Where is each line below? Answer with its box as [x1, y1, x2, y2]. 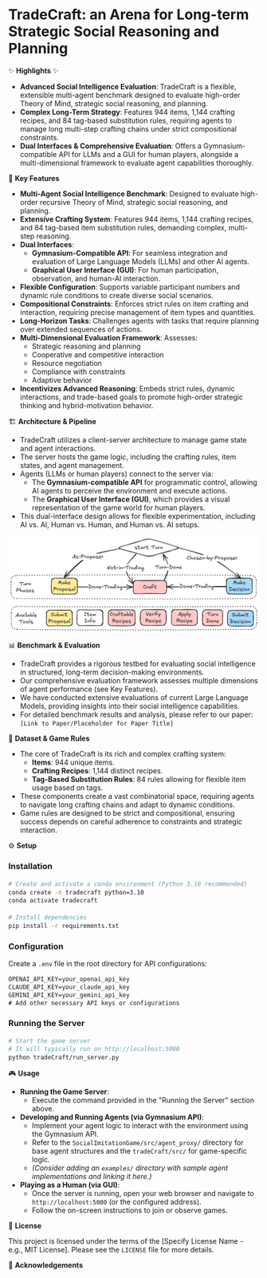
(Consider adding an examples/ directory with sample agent [31, 1163, 229, 1173]
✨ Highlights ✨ [8, 65, 59, 75]
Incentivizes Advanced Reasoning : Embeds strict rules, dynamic [19, 383, 235, 393]
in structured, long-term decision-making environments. [19, 667, 205, 677]
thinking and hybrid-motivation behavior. [19, 400, 154, 410]
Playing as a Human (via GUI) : [19, 1180, 120, 1190]
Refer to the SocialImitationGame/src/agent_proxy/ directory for [31, 1138, 244, 1147]
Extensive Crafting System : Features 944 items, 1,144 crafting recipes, [19, 214, 253, 224]
